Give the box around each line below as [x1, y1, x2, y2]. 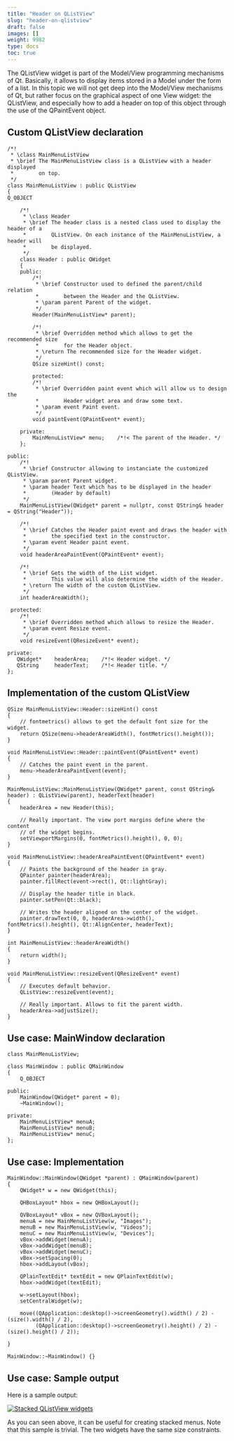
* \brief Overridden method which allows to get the [35, 330, 193, 337]
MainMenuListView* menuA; [20, 1118, 96, 1125]
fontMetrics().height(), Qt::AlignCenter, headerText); [7, 921, 174, 928]
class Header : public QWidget [20, 256, 111, 263]
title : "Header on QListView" [7, 10, 96, 18]
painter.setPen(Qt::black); [20, 896, 102, 903]
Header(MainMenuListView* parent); [32, 311, 137, 318]
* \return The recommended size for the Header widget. [35, 348, 202, 355]
